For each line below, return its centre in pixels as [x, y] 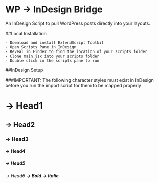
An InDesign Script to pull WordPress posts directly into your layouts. [78, 23]
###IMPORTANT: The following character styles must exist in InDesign [80, 80]
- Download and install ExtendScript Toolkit [54, 43]
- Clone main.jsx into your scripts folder [52, 56]
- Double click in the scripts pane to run [52, 60]
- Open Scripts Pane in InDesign [41, 47]
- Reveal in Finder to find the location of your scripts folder [76, 51]
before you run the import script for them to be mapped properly [73, 85]
